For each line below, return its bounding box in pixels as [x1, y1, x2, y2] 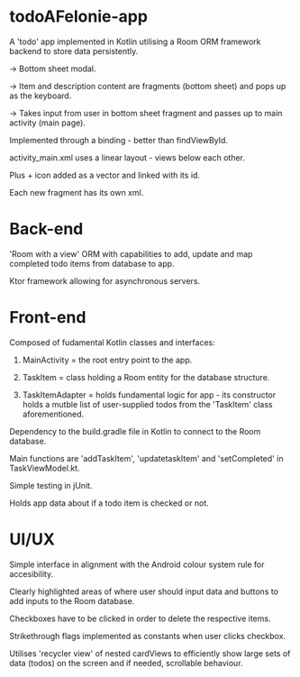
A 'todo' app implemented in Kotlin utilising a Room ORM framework [9, 36, 261, 47]
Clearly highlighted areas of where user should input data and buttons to [9, 586, 279, 597]
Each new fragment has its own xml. [9, 187, 144, 197]
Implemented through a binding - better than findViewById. [9, 134, 228, 145]
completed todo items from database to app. [9, 258, 175, 269]
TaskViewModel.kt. [9, 462, 80, 473]
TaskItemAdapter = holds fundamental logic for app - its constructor [22, 389, 277, 400]
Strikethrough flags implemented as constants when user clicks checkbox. [9, 630, 286, 641]
